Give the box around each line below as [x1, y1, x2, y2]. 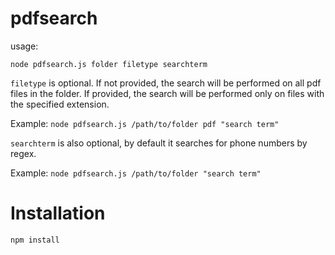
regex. [10, 147, 37, 159]
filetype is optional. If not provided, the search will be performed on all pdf [10, 77, 322, 89]
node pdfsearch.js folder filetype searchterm [10, 59, 208, 69]
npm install [10, 235, 60, 245]
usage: [10, 40, 39, 52]
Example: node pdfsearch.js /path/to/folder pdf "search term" [10, 117, 280, 129]
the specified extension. [10, 98, 110, 110]
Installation [10, 202, 106, 225]
